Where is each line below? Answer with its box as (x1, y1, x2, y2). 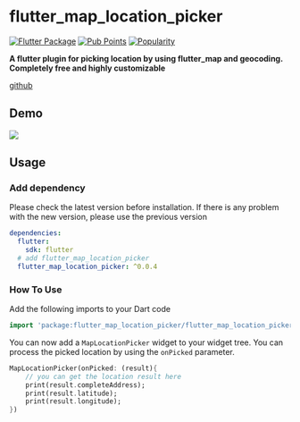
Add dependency (9, 181, 87, 194)
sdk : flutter (25, 246, 74, 255)
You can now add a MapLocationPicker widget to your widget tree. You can (9, 337, 284, 348)
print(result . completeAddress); (25, 380, 146, 390)
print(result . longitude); (25, 397, 122, 406)
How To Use (9, 283, 62, 296)
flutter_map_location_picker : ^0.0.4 (17, 262, 158, 271)
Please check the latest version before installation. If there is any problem (9, 202, 279, 213)
